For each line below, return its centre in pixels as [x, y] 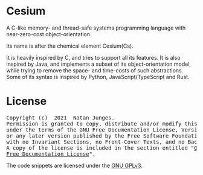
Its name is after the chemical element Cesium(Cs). [70, 46]
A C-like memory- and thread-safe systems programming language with [96, 28]
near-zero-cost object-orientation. [49, 34]
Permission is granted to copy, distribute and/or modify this [102, 124]
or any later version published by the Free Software [88, 136]
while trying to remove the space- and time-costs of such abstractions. [95, 70]
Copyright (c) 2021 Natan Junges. [60, 118]
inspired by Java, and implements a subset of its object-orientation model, [99, 64]
